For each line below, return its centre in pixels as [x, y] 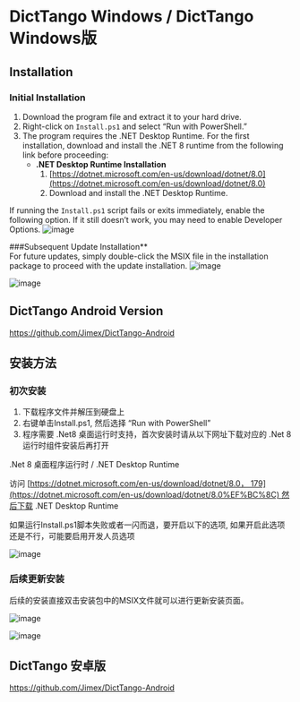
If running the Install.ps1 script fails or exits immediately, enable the [137, 210]
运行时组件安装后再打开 [65, 446]
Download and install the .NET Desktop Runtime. [138, 193]
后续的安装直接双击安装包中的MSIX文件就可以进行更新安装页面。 [129, 600]
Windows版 [53, 39]
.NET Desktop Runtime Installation [101, 164]
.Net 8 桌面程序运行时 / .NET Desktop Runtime [94, 465]
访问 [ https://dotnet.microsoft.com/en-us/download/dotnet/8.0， [129, 484]
